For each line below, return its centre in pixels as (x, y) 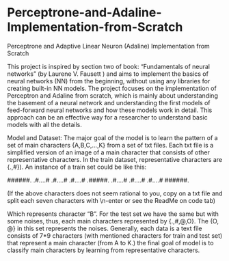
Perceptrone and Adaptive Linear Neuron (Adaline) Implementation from (108, 46)
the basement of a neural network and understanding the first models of (109, 102)
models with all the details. (44, 124)
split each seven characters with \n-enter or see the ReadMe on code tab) (111, 200)
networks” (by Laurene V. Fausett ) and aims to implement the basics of (108, 74)
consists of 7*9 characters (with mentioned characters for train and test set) (115, 235)
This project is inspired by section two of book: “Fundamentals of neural (109, 66)
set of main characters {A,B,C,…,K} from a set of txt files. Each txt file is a (110, 145)
